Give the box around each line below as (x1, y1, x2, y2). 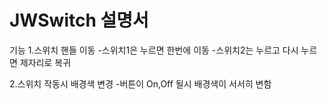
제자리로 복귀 (19, 56, 72, 68)
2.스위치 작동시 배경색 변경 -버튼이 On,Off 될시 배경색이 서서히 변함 (9, 77, 272, 90)
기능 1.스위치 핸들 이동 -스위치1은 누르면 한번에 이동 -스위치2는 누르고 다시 (9, 44, 299, 56)
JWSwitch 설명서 (9, 9, 149, 32)
